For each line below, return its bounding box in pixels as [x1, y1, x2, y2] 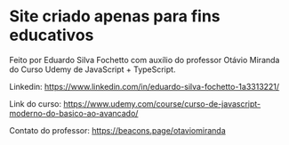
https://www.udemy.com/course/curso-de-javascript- [63, 98, 261, 109]
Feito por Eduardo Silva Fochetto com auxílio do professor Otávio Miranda [9, 54, 280, 65]
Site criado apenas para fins [9, 6, 221, 27]
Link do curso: [9, 98, 62, 109]
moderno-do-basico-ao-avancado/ [9, 108, 139, 118]
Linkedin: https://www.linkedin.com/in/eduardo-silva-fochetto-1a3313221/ [9, 81, 280, 92]
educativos [9, 25, 94, 45]
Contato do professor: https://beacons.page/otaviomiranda [9, 125, 226, 135]
